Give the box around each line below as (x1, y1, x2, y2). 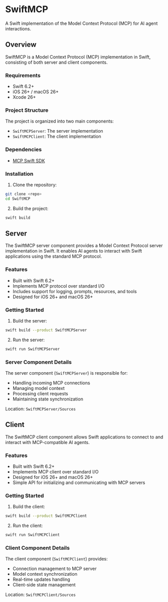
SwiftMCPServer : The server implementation (12, 128, 104, 134)
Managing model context (12, 385, 65, 391)
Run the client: (12, 523, 43, 529)
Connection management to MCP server (12, 566, 97, 572)
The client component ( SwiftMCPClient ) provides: (5, 556, 108, 562)
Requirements (5, 72, 41, 79)
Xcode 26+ (12, 94, 36, 100)
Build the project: (12, 205, 49, 211)
